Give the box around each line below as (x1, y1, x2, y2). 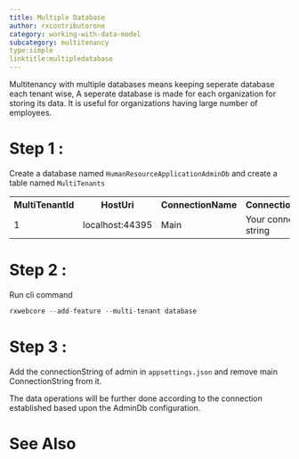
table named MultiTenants (9, 177, 105, 188)
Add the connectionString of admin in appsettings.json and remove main (9, 366, 279, 377)
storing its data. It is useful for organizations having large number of (9, 98, 258, 108)
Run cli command (9, 289, 73, 299)
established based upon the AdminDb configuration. (9, 402, 201, 413)
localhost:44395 (83, 218, 153, 231)
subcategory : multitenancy (9, 37, 109, 47)
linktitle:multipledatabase (9, 54, 114, 63)
